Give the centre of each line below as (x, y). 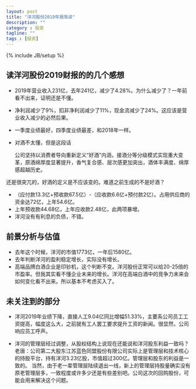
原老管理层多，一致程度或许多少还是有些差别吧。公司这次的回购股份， (99, 373)
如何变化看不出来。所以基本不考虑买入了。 (66, 281)
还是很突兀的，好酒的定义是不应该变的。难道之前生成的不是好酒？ (85, 182)
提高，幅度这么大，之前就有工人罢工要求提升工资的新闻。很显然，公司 (104, 324)
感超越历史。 (30, 169)
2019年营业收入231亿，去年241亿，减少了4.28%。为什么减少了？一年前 (101, 90)
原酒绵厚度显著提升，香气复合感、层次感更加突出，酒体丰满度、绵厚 (107, 162)
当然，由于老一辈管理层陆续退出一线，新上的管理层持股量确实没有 (111, 366)
